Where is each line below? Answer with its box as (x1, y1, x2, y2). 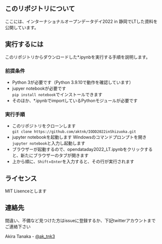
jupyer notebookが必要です (12, 85, 66, 91)
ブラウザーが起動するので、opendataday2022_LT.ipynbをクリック (12, 147, 145, 152)
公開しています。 (5, 24, 39, 30)
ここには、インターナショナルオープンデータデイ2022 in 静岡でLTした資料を (5, 19, 158, 24)
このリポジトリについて (5, 4, 75, 13)
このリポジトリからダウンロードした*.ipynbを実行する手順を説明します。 (5, 54, 150, 60)
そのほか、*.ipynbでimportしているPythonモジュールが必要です (12, 97, 138, 103)
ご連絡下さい (5, 224, 31, 229)
